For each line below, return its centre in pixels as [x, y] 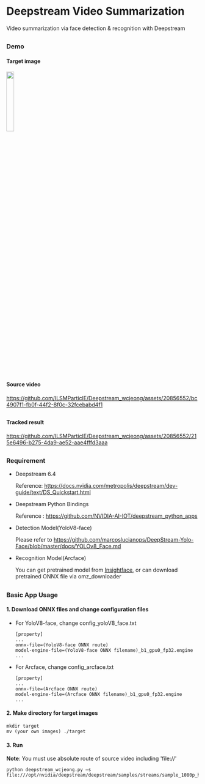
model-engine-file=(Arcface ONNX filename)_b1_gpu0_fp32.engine [99, 694]
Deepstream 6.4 [35, 474]
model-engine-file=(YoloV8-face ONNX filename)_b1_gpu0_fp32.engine [104, 650]
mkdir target [23, 726]
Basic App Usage [32, 595]
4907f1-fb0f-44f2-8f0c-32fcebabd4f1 [55, 405]
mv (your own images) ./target [46, 732]
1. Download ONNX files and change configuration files [77, 610]
